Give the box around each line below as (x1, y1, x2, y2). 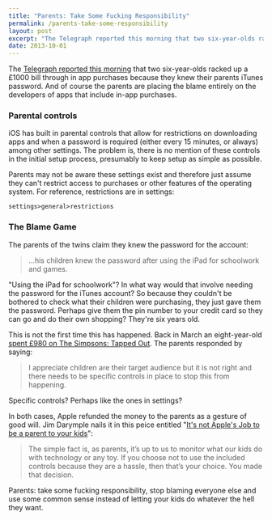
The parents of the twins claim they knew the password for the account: (8, 239, 249, 249)
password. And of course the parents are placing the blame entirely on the (8, 82, 257, 91)
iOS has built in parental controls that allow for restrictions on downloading (8, 129, 257, 138)
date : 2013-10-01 (8, 42, 67, 50)
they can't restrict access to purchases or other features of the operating (8, 179, 253, 188)
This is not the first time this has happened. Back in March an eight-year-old (8, 329, 262, 340)
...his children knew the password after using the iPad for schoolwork (28, 256, 260, 265)
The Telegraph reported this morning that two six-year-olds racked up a (8, 64, 249, 74)
